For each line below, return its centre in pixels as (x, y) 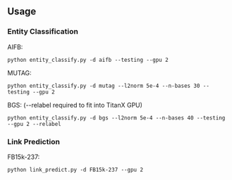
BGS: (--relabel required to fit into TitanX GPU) (75, 105)
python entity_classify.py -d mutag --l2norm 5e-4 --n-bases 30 (104, 86)
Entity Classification (43, 32)
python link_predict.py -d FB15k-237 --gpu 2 (75, 169)
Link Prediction (33, 141)
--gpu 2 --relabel (34, 124)
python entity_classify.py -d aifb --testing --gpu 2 (88, 60)
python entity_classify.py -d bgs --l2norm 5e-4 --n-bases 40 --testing (116, 118)
